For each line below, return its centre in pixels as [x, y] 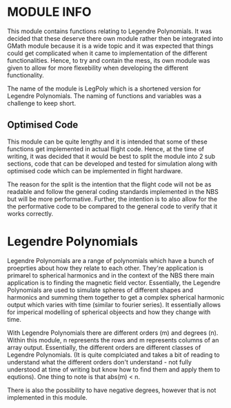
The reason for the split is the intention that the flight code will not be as [109, 184]
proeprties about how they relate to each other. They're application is [106, 268]
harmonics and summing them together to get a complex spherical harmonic [116, 297]
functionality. [26, 75]
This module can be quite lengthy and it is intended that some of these [108, 142]
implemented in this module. [47, 397]
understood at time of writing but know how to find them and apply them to [114, 369]
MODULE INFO [49, 12]
